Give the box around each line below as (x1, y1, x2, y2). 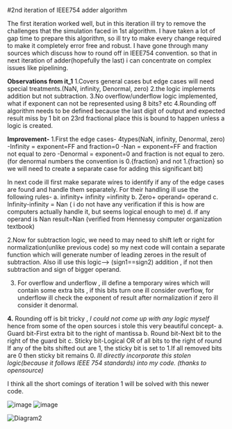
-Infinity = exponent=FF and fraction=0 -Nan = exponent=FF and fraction (7, 143, 217, 150)
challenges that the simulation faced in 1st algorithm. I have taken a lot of (7, 27, 215, 35)
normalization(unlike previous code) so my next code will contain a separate (7, 243, 226, 251)
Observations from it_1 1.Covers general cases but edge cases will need (7, 77, 214, 86)
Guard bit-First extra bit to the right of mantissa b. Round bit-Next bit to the (7, 330, 222, 337)
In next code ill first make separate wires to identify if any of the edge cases (7, 178, 224, 186)
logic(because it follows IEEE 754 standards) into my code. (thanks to (7, 359, 207, 367)
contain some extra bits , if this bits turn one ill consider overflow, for (17, 286, 214, 294)
